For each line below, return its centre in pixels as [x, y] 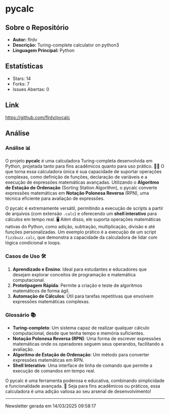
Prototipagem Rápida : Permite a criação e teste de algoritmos [77, 285]
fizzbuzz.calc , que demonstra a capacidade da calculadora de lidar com [81, 237]
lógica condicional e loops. [33, 243]
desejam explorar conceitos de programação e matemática [74, 274]
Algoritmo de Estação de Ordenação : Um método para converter [81, 354]
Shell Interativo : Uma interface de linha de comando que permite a [82, 365]
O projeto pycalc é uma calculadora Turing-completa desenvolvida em [79, 161]
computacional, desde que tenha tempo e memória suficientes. [78, 333]
